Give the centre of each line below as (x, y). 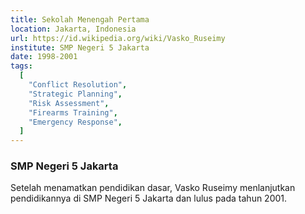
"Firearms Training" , (73, 112)
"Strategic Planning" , (75, 94)
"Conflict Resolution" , (78, 85)
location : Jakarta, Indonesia (73, 29)
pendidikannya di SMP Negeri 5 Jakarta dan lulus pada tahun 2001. (149, 198)
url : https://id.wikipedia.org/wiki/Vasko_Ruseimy (118, 38)
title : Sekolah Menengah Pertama (80, 19)
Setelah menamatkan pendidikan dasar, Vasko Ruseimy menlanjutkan (153, 188)
